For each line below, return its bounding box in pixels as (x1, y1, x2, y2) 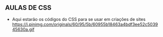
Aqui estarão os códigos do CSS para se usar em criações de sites (12, 16, 146, 22)
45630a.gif (12, 26, 35, 32)
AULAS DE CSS (5, 4, 52, 12)
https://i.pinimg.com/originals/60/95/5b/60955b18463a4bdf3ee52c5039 (12, 21, 158, 27)
